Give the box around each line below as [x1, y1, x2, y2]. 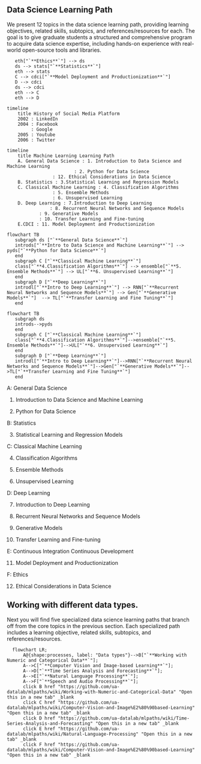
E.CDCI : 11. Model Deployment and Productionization [17, 221, 155, 227]
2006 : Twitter [17, 137, 56, 143]
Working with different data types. [7, 600, 139, 610]
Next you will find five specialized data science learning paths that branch [7, 616, 190, 623]
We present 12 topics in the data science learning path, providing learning [7, 20, 189, 28]
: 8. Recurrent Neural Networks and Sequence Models [49, 205, 185, 211]
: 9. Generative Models [38, 211, 98, 217]
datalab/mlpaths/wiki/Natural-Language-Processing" [7, 731, 139, 737]
